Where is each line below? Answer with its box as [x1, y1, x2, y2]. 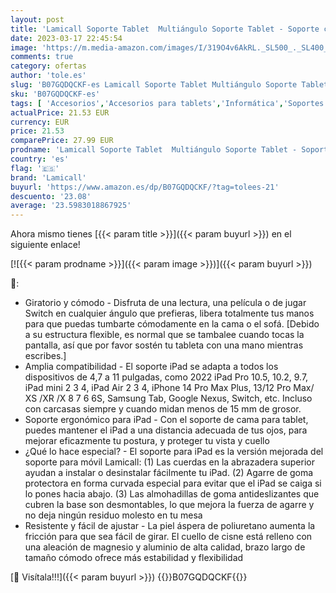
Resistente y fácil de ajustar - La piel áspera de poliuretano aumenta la [24, 520, 316, 532]
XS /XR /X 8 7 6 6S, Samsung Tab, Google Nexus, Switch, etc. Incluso [24, 392, 313, 405]
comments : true [10, 52, 74, 62]
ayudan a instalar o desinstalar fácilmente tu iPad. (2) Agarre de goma [24, 467, 314, 479]
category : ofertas [10, 61, 87, 71]
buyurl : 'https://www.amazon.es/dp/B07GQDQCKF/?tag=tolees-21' [10, 182, 280, 192]
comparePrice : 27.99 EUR [10, 136, 114, 146]
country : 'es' [10, 154, 70, 164]
